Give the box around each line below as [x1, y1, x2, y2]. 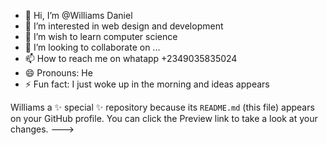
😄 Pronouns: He [24, 67, 93, 79]
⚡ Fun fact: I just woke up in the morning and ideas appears [24, 78, 270, 90]
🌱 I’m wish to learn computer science [24, 31, 178, 42]
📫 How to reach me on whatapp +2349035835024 [24, 53, 238, 64]
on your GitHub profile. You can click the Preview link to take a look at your [10, 113, 318, 124]
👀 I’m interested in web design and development [24, 20, 224, 32]
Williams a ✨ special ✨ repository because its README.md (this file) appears [10, 101, 315, 113]
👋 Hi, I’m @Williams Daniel [24, 10, 133, 21]
